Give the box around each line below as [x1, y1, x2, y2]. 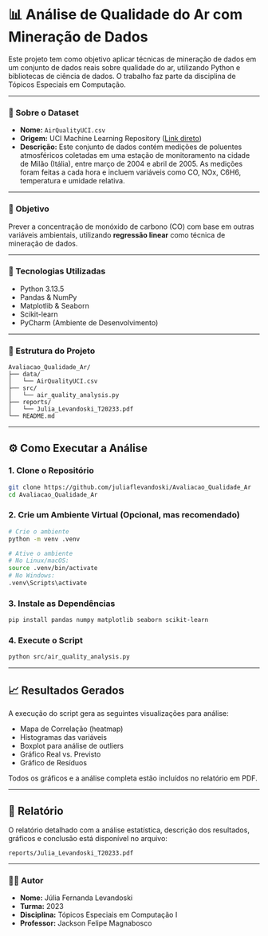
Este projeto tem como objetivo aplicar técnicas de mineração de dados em [8, 54, 257, 64]
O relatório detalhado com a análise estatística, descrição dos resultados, [8, 825, 250, 835]
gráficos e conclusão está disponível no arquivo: [8, 833, 167, 843]
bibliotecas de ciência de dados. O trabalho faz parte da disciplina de [8, 71, 237, 81]
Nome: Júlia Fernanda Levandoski [19, 893, 133, 903]
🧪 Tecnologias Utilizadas [8, 265, 106, 277]
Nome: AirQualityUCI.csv [19, 125, 106, 135]
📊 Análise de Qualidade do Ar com [8, 6, 243, 24]
